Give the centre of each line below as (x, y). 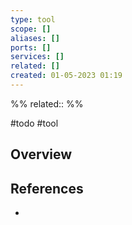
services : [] (37, 57)
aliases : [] (35, 38)
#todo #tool (34, 123)
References (47, 188)
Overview (41, 154)
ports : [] (31, 47)
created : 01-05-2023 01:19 (66, 76)
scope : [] (31, 29)
